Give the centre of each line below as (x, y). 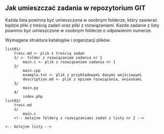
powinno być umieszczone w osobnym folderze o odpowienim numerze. (79, 30)
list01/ (13, 49)
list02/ (13, 100)
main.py (31, 88)
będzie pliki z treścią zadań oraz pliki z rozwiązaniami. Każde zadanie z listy (82, 25)
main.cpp (32, 70)
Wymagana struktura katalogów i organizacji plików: (58, 40)
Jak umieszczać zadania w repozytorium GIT (76, 8)
